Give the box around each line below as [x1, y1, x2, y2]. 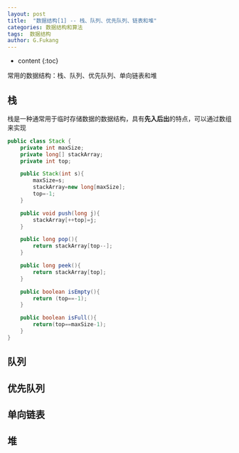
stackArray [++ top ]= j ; [33, 216, 97, 223]
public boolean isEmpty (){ [20, 288, 100, 295]
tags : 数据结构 [7, 30, 51, 38]
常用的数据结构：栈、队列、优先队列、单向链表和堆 [7, 71, 157, 80]
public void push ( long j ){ [20, 210, 100, 217]
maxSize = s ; [33, 177, 65, 184]
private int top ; [20, 158, 72, 165]
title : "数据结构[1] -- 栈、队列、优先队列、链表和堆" [7, 17, 157, 24]
